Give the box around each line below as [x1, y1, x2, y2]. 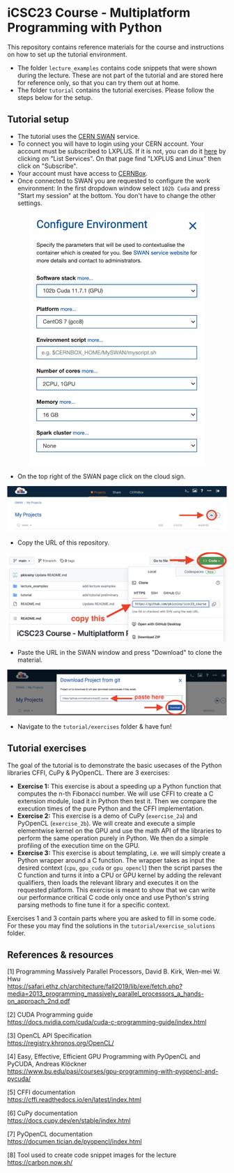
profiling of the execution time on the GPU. [17, 841, 140, 849]
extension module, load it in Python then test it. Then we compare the [17, 796, 217, 805]
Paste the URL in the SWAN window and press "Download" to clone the [17, 648, 223, 656]
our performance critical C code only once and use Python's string [17, 893, 210, 901]
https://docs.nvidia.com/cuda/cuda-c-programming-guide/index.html [7, 1018, 207, 1027]
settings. [17, 199, 43, 207]
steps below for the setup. [17, 93, 93, 102]
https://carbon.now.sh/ [7, 1158, 73, 1167]
